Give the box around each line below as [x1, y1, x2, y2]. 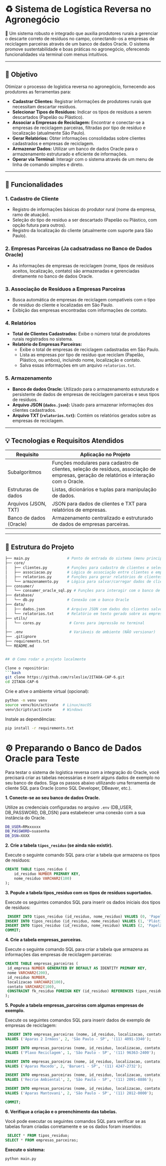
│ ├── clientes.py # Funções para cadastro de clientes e [5, 565, 149, 570]
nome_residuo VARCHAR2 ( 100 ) [14, 876, 72, 881]
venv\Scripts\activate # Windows [5, 707, 83, 712]
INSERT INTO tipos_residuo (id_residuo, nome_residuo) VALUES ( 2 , [5, 923, 145, 928]
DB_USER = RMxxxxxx [5, 824, 41, 829]
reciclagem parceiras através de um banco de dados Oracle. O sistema [5, 41, 150, 47]
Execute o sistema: [5, 1147, 45, 1153]
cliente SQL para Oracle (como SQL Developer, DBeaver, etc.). [5, 785, 132, 791]
